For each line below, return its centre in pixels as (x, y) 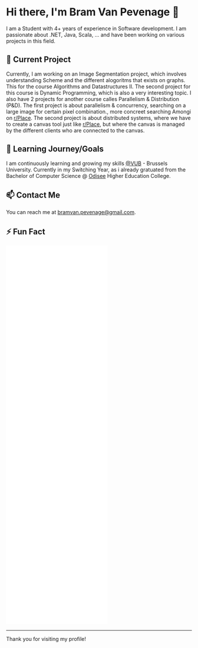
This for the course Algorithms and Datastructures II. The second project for (98, 86)
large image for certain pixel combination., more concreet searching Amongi (99, 111)
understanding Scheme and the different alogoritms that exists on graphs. (96, 80)
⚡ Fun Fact (26, 231)
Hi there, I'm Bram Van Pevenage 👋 (93, 12)
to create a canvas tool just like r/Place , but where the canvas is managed (95, 124)
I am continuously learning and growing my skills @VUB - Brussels (87, 163)
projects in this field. (31, 41)
